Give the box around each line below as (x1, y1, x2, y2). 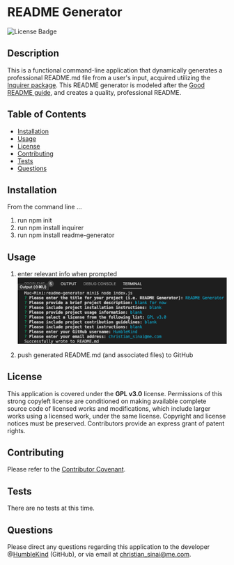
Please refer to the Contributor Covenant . (7, 465, 126, 474)
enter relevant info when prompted (17, 270, 117, 278)
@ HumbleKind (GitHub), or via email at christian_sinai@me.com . (7, 550, 192, 559)
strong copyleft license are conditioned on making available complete (7, 397, 207, 405)
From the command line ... (7, 203, 82, 211)
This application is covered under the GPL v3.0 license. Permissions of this (7, 389, 223, 398)
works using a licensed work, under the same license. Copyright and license (7, 412, 226, 420)
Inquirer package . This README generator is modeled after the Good (7, 81, 205, 89)
